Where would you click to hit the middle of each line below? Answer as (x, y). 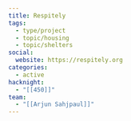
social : (21, 53)
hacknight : (26, 82)
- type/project (41, 30)
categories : (28, 68)
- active (30, 75)
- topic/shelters (44, 45)
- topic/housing (42, 38)
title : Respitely (37, 16)
